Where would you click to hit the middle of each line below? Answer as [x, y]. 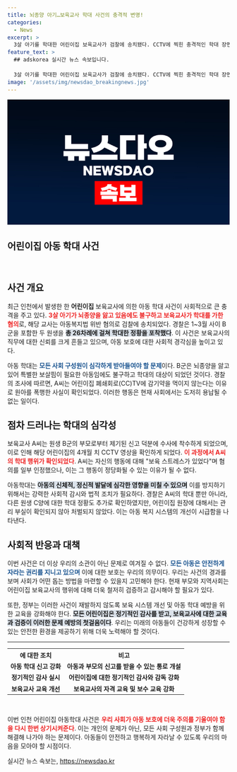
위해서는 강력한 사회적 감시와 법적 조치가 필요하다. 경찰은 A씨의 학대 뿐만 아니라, [117, 494]
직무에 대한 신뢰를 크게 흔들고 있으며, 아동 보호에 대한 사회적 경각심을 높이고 [112, 341]
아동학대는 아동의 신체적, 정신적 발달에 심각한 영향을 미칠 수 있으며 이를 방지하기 [116, 485]
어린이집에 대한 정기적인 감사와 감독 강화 [124, 678]
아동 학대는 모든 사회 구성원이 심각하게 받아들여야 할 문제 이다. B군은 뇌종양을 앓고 [119, 365]
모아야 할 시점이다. [46, 746]
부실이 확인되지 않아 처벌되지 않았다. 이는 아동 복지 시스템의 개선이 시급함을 [118, 512]
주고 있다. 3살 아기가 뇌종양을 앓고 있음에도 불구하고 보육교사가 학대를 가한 [122, 315]
